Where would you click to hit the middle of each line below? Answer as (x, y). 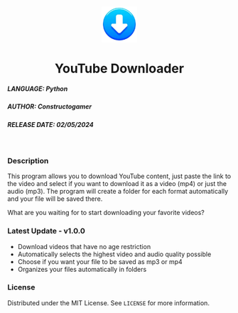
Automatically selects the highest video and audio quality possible (114, 254)
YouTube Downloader (119, 68)
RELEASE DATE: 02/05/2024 (50, 124)
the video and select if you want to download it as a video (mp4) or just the (117, 184)
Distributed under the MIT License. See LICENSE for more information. (108, 303)
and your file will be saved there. (55, 199)
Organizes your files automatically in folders (82, 269)
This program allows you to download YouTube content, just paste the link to (119, 176)
